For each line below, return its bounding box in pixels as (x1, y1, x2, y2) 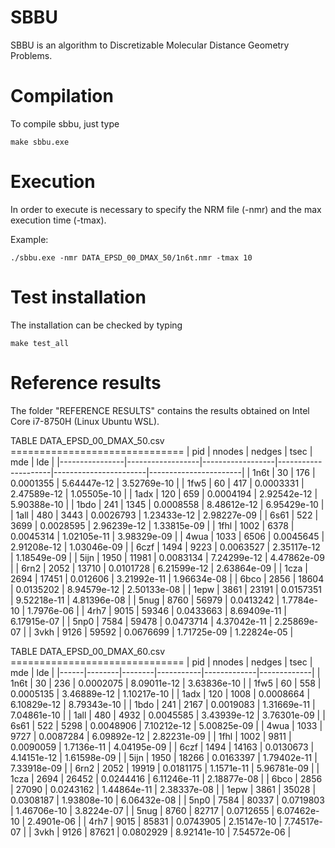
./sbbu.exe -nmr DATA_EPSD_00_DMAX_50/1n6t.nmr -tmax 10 (10, 252, 253, 263)
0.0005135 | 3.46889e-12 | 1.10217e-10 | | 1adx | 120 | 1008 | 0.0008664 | (10, 687, 311, 700)
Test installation (10, 286, 147, 308)
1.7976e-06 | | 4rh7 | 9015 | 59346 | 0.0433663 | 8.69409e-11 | (27, 604, 287, 616)
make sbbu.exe (10, 137, 70, 147)
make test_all (10, 338, 70, 348)
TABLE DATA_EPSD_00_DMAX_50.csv (10, 434, 165, 446)
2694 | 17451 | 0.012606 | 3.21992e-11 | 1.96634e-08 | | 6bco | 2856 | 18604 (10, 572, 325, 585)
